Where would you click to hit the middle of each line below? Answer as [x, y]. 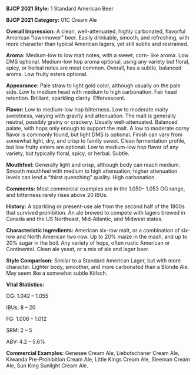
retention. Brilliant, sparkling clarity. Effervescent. [66, 98]
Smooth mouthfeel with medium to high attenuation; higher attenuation [92, 171]
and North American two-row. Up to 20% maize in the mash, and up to [102, 236]
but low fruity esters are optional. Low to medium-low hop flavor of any [92, 147]
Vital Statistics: [25, 284]
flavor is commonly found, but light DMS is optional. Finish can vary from [94, 134]
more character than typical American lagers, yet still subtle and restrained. [97, 44]
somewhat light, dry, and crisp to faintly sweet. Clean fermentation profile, [96, 141]
